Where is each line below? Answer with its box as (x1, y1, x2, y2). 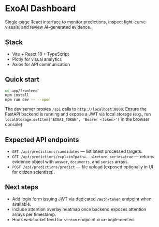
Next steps (5, 183, 39, 192)
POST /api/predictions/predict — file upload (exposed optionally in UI (12, 164, 153, 170)
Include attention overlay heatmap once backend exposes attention (12, 206, 146, 212)
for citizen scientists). (12, 169, 55, 175)
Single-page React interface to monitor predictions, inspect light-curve (5, 19, 146, 25)
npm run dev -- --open (5, 97, 51, 102)
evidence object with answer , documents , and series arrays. (12, 159, 129, 164)
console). (5, 122, 24, 128)
